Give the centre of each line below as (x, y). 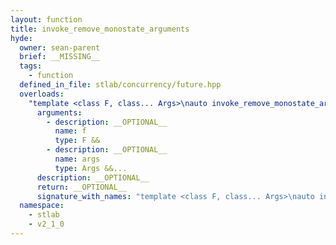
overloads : (42, 94)
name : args (77, 159)
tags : (31, 66)
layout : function (46, 19)
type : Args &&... (91, 168)
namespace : (42, 206)
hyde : (21, 38)
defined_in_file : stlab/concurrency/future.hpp (120, 85)
